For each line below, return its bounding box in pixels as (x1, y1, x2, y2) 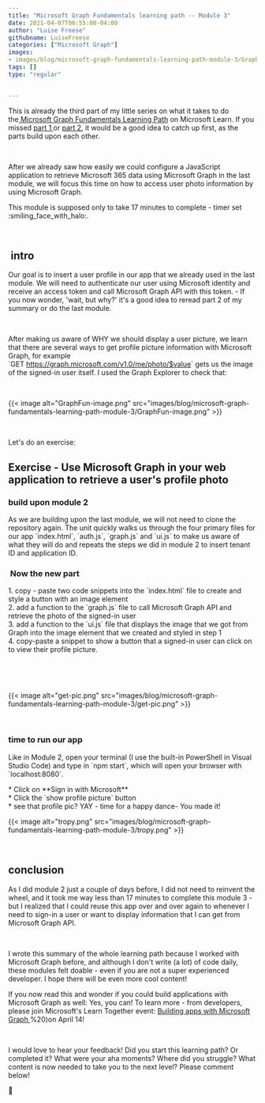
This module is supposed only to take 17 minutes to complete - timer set (8, 203, 242, 212)
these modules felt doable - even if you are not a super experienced (8, 965, 230, 975)
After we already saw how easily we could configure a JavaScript (8, 161, 221, 171)
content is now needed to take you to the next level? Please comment (8, 1062, 234, 1071)
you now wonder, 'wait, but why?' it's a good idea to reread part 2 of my (8, 295, 242, 305)
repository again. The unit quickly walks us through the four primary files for (8, 523, 256, 533)
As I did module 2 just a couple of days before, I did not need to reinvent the (8, 884, 256, 894)
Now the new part (9, 568, 80, 579)
